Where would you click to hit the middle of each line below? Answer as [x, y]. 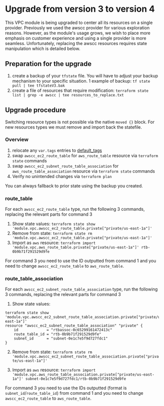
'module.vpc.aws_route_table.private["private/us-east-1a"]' [76, 248]
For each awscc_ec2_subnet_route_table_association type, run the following [81, 289]
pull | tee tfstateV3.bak [38, 86]
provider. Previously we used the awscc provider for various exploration [77, 27]
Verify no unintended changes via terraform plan [62, 176]
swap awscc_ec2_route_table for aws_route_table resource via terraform [85, 156]
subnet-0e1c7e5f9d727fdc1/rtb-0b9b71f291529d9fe [76, 379]
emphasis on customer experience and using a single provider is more [76, 38]
